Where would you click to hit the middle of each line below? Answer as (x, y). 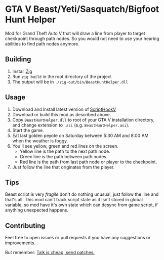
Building (18, 60)
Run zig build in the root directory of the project (62, 76)
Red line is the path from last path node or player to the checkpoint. (88, 162)
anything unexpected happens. (37, 210)
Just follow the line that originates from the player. (63, 167)
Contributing (25, 226)
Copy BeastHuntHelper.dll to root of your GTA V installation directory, (83, 120)
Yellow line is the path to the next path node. (65, 151)
